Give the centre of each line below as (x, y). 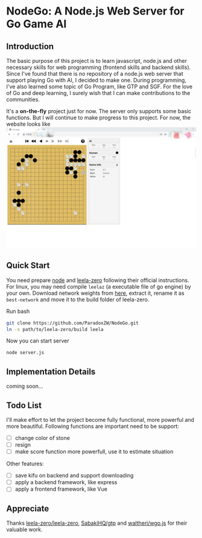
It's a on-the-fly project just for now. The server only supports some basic (99, 111)
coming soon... (25, 386)
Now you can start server (38, 341)
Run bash (18, 311)
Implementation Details (51, 371)
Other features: (25, 464)
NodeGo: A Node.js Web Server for (96, 11)
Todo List (24, 405)
